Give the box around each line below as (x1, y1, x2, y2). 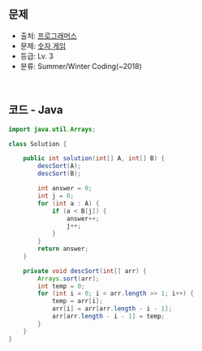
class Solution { (8, 140, 67, 148)
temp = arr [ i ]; (51, 297, 104, 305)
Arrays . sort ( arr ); (37, 275, 100, 283)
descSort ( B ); (37, 170, 82, 178)
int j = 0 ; (37, 192, 75, 200)
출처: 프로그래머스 (19, 31, 77, 41)
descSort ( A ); (37, 162, 82, 171)
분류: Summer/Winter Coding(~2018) (19, 61, 142, 71)
